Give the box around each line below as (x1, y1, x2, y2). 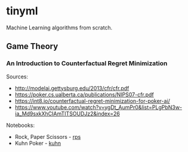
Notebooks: (6, 121, 35, 129)
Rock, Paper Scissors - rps (14, 133, 81, 140)
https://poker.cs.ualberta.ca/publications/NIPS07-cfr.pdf (14, 91, 154, 98)
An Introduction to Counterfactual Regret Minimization (6, 59, 168, 68)
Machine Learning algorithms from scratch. (6, 24, 113, 31)
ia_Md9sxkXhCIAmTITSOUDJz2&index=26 (14, 110, 121, 117)
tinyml (6, 4, 38, 18)
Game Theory (6, 41, 58, 51)
